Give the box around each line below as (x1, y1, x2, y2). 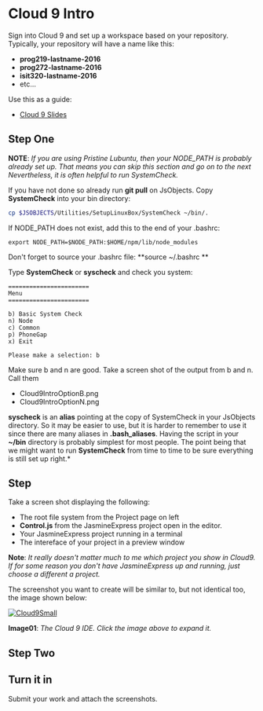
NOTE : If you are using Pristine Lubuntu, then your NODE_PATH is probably (8, 153, 252, 163)
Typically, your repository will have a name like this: (8, 38, 175, 48)
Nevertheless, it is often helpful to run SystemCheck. (8, 170, 179, 179)
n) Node (8, 317, 34, 324)
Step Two (8, 646, 56, 660)
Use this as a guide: (8, 94, 72, 104)
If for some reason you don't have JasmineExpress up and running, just (8, 561, 241, 570)
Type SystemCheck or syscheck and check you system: (8, 267, 193, 277)
